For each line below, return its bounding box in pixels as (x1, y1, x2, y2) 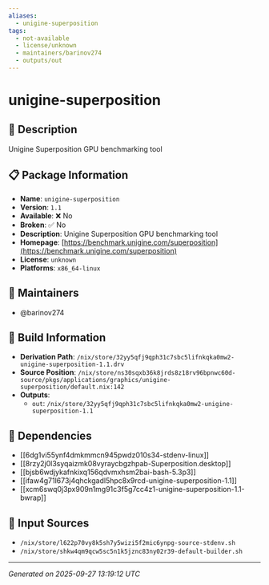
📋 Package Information (8, 169, 129, 182)
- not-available (15, 34, 70, 43)
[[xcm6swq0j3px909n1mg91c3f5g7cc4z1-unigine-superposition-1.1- (19, 485, 246, 494)
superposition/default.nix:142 (19, 383, 125, 392)
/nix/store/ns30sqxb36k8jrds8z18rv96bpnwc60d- (77, 369, 236, 377)
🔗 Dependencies (8, 429, 92, 442)
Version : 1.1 (19, 202, 62, 212)
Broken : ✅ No (19, 220, 66, 230)
